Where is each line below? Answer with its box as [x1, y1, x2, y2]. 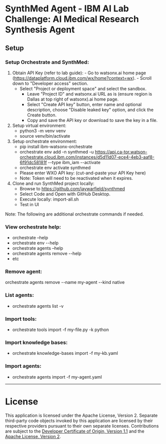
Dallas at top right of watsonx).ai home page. [27, 96, 119, 102]
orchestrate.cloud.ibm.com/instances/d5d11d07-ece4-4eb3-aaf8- [19, 154, 155, 160]
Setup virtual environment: [12, 122, 67, 128]
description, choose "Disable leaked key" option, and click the [27, 107, 154, 112]
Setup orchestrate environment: [12, 138, 78, 144]
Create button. [27, 112, 57, 118]
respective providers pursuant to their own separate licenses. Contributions [5, 423, 159, 429]
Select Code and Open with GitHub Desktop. [19, 191, 111, 197]
